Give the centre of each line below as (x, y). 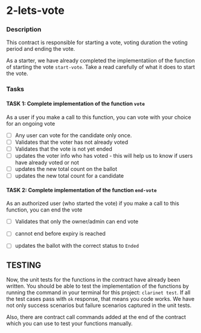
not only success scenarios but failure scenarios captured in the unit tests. (99, 305)
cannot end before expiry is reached (60, 234)
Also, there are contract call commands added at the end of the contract (96, 317)
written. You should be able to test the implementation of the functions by (97, 286)
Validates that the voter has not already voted (72, 142)
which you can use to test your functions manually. (69, 323)
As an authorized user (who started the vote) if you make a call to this (93, 204)
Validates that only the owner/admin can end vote (77, 222)
